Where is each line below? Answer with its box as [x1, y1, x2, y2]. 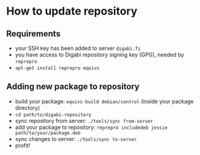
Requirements [6, 29, 61, 39]
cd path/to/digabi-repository [15, 111, 92, 118]
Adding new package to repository [6, 81, 140, 92]
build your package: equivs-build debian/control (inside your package [15, 97, 194, 105]
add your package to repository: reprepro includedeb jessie [15, 123, 168, 131]
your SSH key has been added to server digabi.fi [15, 44, 141, 52]
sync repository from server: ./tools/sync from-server [15, 117, 153, 124]
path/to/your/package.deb [15, 129, 81, 136]
